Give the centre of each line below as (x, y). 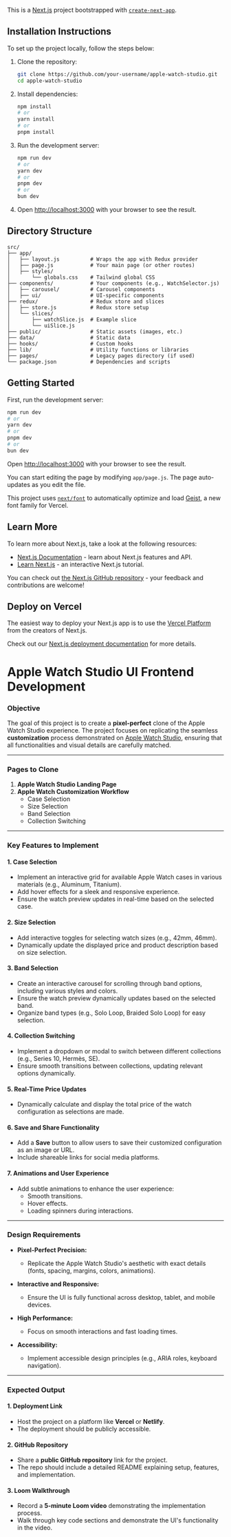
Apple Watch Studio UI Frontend (101, 672)
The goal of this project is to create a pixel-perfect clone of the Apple (106, 723)
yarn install (36, 119)
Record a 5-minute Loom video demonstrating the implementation (111, 1506)
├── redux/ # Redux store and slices (86, 301)
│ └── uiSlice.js (41, 326)
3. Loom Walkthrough (38, 1490)
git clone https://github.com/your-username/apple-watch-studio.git (117, 74)
